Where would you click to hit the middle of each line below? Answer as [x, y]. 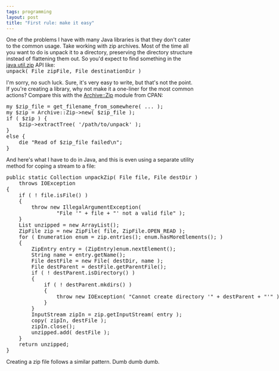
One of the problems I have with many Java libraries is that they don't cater [98, 40]
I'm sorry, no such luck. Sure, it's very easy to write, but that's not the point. [99, 83]
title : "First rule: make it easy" [50, 23]
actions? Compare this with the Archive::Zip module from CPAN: [85, 95]
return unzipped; [44, 344]
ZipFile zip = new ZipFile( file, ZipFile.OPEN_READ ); [102, 231]
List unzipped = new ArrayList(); [69, 225]
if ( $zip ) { [27, 119]
